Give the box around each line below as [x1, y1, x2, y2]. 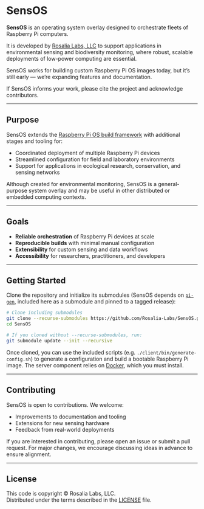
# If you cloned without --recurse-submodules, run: [6, 332, 143, 338]
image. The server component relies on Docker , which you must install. [6, 361, 184, 369]
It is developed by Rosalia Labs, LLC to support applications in [6, 42, 162, 49]
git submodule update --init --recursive [6, 338, 113, 344]
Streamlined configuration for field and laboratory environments [15, 156, 175, 163]
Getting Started [6, 275, 66, 286]
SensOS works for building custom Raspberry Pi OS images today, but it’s [6, 66, 190, 74]
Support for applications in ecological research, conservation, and [15, 162, 181, 169]
